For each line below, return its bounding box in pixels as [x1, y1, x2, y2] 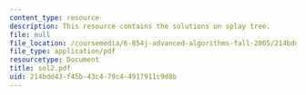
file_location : [9, 38, 67, 48]
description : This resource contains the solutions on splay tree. [9, 22, 271, 31]
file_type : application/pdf [9, 47, 117, 56]
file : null [9, 30, 51, 39]
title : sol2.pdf [9, 64, 71, 73]
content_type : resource [9, 13, 100, 23]
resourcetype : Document [9, 55, 100, 64]
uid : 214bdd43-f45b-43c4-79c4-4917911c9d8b [9, 72, 178, 81]
